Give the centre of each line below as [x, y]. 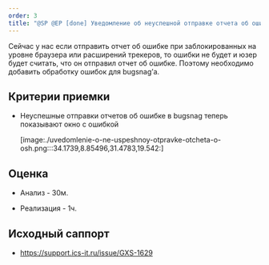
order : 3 [23, 16]
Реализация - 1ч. [48, 208]
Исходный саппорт [59, 233]
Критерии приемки [59, 96]
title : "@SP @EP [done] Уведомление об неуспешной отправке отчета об [128, 23]
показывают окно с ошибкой [69, 124]
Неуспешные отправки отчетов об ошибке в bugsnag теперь [124, 116]
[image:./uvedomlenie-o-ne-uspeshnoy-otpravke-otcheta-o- [120, 140]
